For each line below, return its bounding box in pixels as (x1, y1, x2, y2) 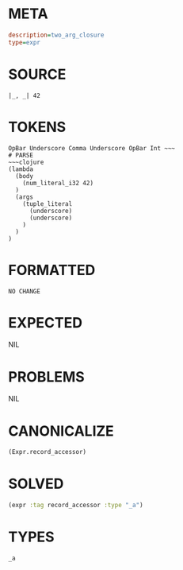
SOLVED (8, 475, 64, 493)
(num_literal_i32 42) (22, 179, 93, 187)
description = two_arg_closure (8, 31, 105, 39)
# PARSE (8, 151, 34, 159)
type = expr (8, 38, 41, 46)
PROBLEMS (8, 367, 85, 386)
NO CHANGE (8, 287, 41, 295)
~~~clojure (8, 158, 44, 166)
